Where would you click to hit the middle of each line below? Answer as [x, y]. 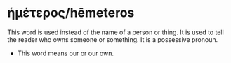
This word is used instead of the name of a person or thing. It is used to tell [116, 32]
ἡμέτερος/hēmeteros [71, 13]
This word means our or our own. [66, 53]
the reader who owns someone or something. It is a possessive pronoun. [113, 39]
